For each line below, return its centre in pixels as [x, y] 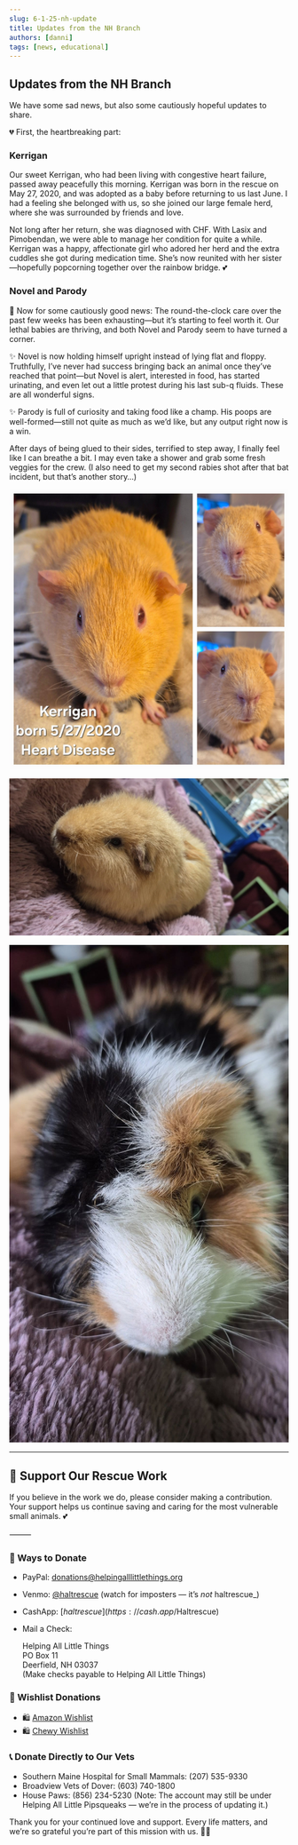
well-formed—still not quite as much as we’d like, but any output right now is [149, 421]
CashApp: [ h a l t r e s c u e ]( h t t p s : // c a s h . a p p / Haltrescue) [121, 1611]
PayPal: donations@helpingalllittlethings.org [102, 1578]
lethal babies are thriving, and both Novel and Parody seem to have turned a [149, 330]
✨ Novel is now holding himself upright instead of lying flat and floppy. [138, 356]
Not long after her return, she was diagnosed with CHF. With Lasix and [138, 230]
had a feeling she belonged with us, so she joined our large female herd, [141, 203]
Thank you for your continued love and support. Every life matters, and [138, 1822]
